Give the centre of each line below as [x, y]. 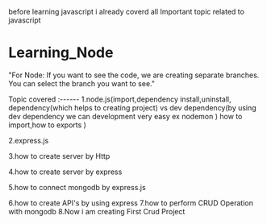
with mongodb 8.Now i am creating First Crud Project [97, 211]
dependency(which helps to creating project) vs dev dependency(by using [132, 107]
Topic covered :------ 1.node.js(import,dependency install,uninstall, [120, 99]
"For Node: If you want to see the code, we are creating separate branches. [134, 75]
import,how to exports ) [48, 125]
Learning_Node [61, 53]
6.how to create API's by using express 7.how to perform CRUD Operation [131, 203]
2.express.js [29, 140]
